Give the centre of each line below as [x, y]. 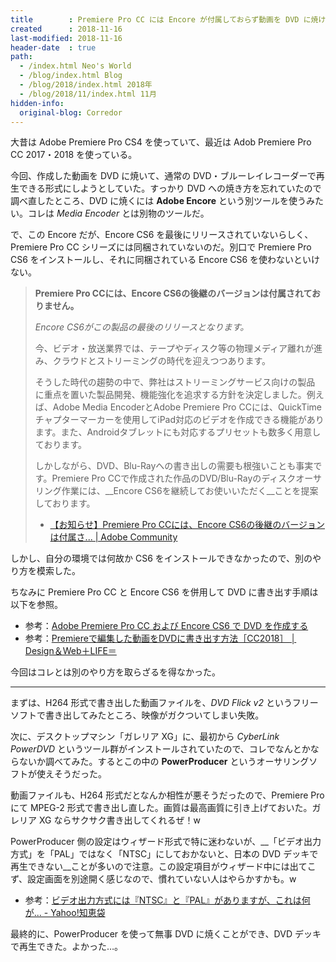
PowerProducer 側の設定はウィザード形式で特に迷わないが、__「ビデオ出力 [166, 842]
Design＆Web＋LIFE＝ [70, 651]
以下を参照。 [36, 605]
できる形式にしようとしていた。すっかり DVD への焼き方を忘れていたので [170, 188]
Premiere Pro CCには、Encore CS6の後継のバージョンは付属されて [173, 293]
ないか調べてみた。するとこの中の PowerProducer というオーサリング [164, 762]
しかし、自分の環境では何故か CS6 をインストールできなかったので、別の [161, 558]
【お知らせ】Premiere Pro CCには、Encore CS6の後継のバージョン [187, 525]
